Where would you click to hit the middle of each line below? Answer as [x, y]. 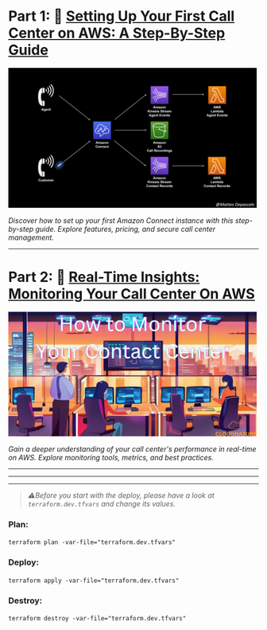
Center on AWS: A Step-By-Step [117, 33]
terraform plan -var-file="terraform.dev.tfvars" [92, 542]
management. [31, 237]
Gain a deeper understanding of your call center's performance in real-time [132, 449]
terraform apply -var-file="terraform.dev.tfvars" [94, 581]
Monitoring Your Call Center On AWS [132, 294]
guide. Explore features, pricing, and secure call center [126, 229]
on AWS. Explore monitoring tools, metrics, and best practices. [111, 458]
